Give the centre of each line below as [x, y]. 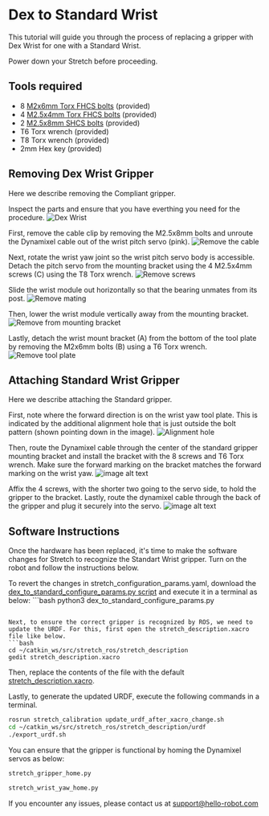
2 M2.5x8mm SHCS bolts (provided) [80, 123]
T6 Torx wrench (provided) [65, 131]
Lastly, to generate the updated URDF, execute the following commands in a [134, 696]
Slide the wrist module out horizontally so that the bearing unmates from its [133, 289]
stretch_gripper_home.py [50, 773]
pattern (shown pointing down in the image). [82, 433]
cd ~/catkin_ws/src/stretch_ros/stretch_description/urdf [107, 728]
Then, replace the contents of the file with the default [96, 672]
